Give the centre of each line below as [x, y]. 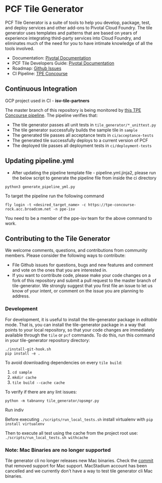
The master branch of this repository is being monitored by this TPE [73, 110]
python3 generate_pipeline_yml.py [40, 187]
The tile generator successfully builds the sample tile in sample [75, 130]
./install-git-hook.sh [28, 349]
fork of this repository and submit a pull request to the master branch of [84, 281]
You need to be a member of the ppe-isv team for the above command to [79, 218]
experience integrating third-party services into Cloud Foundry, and [73, 38]
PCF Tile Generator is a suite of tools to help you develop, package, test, [78, 22]
